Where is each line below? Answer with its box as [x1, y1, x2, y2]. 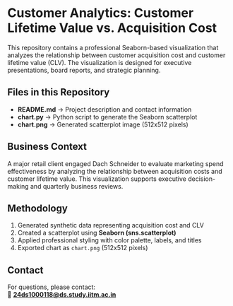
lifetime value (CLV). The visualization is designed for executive [7, 58, 192, 66]
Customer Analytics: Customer [7, 5, 194, 21]
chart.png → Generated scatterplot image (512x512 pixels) [17, 120, 189, 129]
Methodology [7, 202, 68, 214]
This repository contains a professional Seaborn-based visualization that [7, 43, 219, 52]
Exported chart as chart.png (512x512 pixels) [17, 244, 148, 252]
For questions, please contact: [7, 283, 96, 291]
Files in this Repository [7, 86, 110, 98]
